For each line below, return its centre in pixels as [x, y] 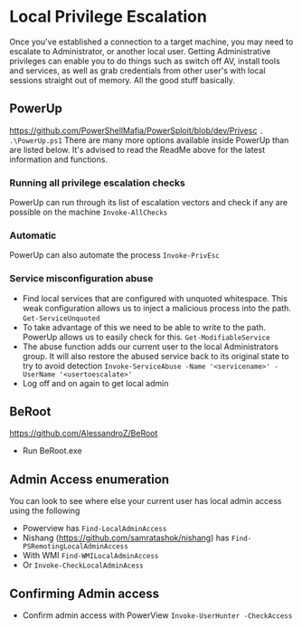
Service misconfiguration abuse [81, 279]
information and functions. [59, 159]
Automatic [33, 235]
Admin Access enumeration [90, 479]
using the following [45, 511]
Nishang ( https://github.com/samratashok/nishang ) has [126, 538]
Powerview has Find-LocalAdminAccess [94, 528]
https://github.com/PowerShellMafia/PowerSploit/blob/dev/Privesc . [137, 130]
